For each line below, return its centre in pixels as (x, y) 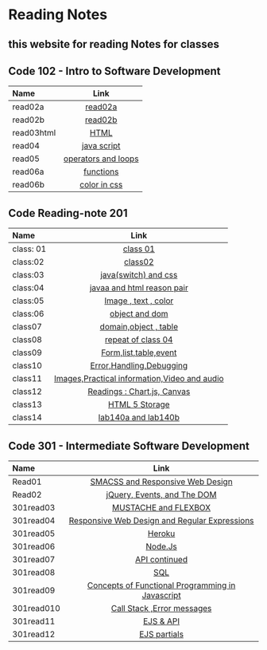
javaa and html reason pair (139, 288)
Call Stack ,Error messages (161, 609)
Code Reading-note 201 (68, 213)
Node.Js (161, 546)
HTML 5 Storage (139, 404)
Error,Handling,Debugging (139, 366)
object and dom (139, 314)
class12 (27, 392)
